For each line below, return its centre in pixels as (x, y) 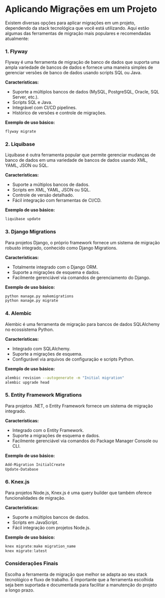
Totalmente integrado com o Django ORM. (55, 267)
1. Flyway (16, 51)
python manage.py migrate (32, 301)
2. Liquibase (20, 144)
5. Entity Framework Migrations (44, 395)
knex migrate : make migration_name (41, 546)
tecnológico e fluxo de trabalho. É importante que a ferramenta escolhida (79, 579)
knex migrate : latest (26, 551)
